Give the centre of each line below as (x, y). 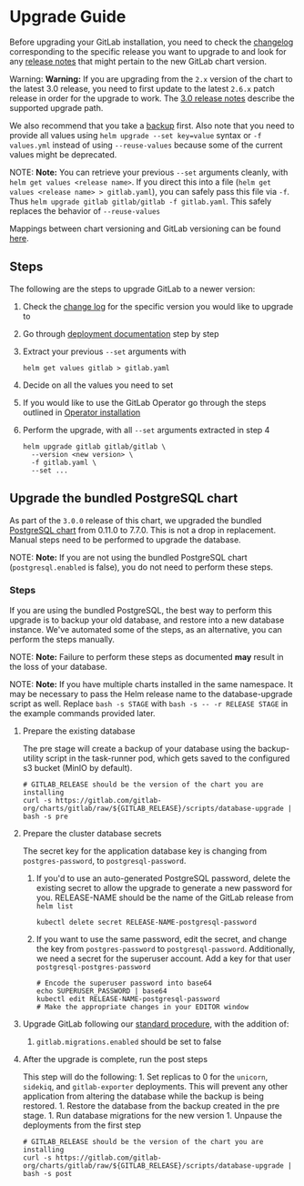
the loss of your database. (58, 666)
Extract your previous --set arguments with (104, 351)
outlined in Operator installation (81, 412)
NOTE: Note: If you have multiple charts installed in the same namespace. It (152, 684)
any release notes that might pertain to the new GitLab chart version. (138, 61)
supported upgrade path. (56, 107)
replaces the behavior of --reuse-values (85, 210)
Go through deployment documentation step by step (121, 333)
